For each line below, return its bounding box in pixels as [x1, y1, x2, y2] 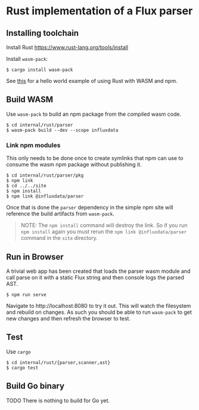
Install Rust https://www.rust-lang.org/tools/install [6, 44, 129, 51]
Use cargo [6, 348, 31, 355]
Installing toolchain [6, 28, 79, 38]
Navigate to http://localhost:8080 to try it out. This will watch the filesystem [6, 302, 192, 309]
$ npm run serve [6, 291, 46, 298]
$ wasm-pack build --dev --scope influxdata [6, 127, 119, 133]
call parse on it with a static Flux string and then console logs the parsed [6, 273, 185, 281]
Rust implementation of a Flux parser [6, 4, 193, 18]
